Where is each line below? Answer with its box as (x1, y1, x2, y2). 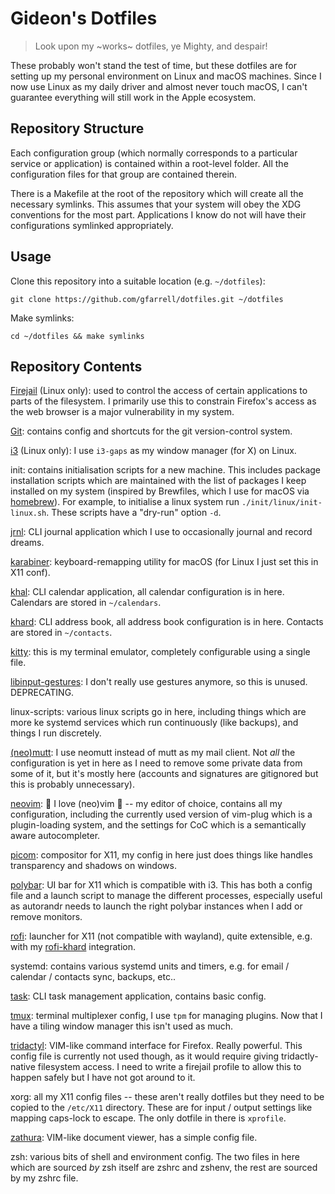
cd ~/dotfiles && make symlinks (10, 331, 145, 341)
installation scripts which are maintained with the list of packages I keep (10, 475, 307, 487)
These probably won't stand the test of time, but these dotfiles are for (10, 59, 297, 71)
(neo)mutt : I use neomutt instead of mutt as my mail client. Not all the (10, 747, 296, 759)
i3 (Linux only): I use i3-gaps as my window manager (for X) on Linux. (10, 445, 297, 457)
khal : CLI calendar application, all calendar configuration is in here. (10, 586, 285, 598)
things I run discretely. (10, 727, 102, 739)
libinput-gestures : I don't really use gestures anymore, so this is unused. (10, 676, 308, 688)
